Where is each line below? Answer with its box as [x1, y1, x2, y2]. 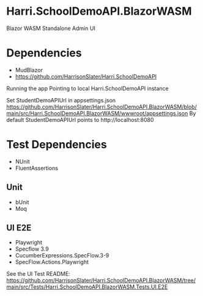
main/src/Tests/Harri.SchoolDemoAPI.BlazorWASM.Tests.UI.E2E [6, 283, 168, 290]
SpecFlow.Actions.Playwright [15, 259, 89, 266]
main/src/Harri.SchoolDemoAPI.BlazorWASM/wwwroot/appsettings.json [6, 109, 188, 117]
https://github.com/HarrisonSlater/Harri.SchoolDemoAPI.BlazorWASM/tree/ [6, 277, 196, 284]
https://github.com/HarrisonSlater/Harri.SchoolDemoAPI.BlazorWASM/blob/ [6, 103, 197, 110]
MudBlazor [15, 66, 43, 74]
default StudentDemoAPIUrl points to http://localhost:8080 [6, 116, 154, 123]
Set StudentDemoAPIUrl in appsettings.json [6, 96, 116, 104]
